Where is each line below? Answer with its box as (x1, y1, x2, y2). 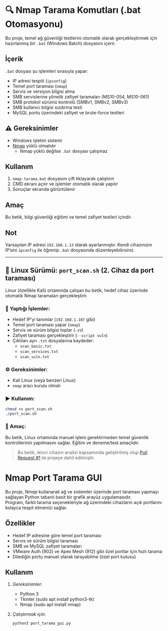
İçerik (5, 55, 23, 63)
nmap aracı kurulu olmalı (12, 383, 61, 389)
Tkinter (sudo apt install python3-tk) (19, 596, 95, 603)
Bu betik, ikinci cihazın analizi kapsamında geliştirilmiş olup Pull (17, 449, 147, 455)
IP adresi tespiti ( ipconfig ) (12, 77, 67, 83)
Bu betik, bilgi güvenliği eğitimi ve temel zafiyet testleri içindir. (5, 214, 132, 220)
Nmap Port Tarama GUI (5, 472, 102, 483)
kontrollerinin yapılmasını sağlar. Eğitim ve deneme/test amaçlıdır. (5, 440, 140, 446)
